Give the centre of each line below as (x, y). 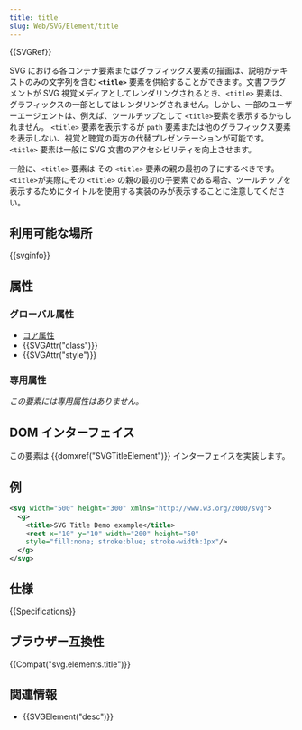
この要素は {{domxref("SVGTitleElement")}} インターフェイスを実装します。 (150, 456)
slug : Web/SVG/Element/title (64, 26)
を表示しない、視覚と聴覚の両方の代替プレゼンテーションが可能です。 (139, 138)
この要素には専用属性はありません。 (77, 401)
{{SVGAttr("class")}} (60, 345)
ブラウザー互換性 (57, 642)
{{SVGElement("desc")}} (68, 716)
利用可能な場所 (51, 233)
